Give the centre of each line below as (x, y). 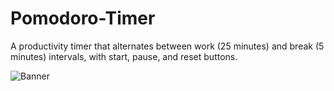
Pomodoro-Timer (83, 18)
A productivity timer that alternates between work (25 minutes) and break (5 (167, 46)
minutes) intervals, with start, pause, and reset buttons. (124, 56)
